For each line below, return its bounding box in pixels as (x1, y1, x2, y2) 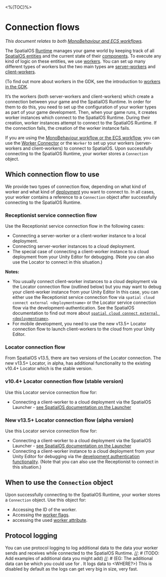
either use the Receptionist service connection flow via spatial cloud (12, 294, 155, 300)
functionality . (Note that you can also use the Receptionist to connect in (12, 459, 159, 465)
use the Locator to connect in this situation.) (12, 259, 103, 265)
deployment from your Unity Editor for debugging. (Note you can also (12, 254, 155, 260)
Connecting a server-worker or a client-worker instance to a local (12, 233, 146, 239)
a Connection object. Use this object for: (5, 497, 87, 503)
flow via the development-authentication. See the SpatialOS (12, 305, 135, 311)
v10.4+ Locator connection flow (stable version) (5, 378, 124, 385)
